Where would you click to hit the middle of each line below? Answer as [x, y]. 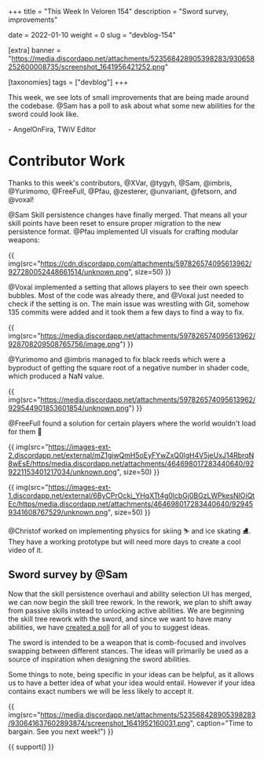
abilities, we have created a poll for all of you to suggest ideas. [109, 627]
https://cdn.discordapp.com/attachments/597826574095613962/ [146, 263]
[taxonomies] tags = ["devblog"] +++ [68, 82]
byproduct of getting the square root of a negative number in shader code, [129, 367]
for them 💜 [25, 431]
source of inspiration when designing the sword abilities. [99, 659]
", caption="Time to [222, 723]
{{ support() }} [31, 746]
